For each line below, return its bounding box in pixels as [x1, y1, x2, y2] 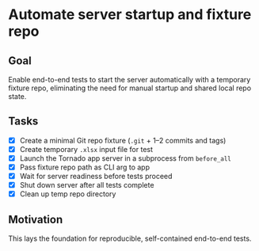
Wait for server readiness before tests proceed [19, 172, 173, 181]
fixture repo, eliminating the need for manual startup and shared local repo [8, 83, 252, 93]
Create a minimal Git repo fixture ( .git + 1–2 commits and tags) [19, 135, 227, 145]
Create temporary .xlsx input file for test [19, 144, 153, 154]
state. [8, 92, 27, 101]
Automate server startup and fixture [8, 6, 252, 24]
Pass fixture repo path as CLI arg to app [19, 162, 150, 172]
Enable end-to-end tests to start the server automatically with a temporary [8, 75, 251, 84]
